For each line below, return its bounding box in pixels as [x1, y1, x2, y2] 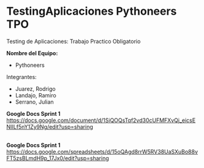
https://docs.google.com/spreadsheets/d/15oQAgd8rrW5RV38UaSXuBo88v [6, 148, 198, 155]
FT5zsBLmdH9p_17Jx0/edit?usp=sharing [6, 155, 109, 162]
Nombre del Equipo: [6, 49, 58, 56]
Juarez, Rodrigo [15, 85, 56, 93]
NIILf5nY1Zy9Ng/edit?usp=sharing [6, 123, 93, 130]
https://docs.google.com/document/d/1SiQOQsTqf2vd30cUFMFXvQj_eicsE [6, 116, 196, 124]
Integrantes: [6, 73, 37, 80]
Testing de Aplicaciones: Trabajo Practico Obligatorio [6, 37, 141, 45]
